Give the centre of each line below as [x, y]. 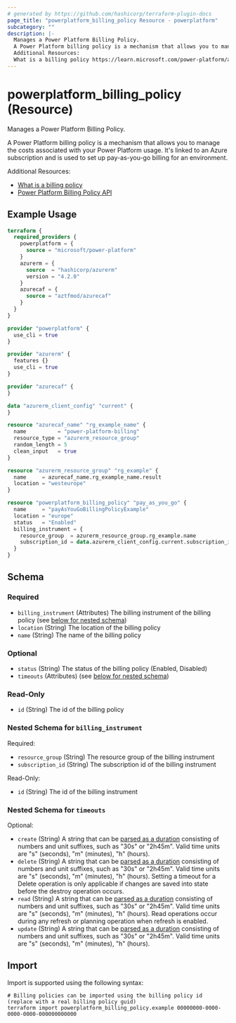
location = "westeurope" [50, 484]
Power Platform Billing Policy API [65, 192]
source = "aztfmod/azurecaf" [68, 296]
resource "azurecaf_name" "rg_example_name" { [77, 425]
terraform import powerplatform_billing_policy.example [91, 1008]
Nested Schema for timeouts [57, 810]
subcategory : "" [31, 27]
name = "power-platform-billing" [77, 432]
